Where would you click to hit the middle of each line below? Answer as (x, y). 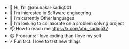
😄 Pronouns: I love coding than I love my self (55, 36)
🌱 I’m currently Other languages (42, 18)
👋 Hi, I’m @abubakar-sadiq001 (40, 8)
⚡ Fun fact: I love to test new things (45, 41)
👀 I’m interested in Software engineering (50, 13)
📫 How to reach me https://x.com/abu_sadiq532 (59, 29)
